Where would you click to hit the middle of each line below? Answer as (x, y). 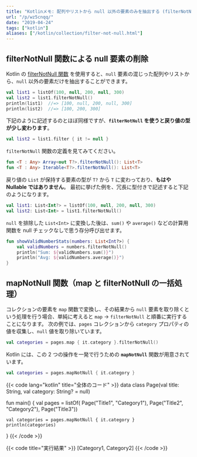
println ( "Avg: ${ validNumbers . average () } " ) (71, 258)
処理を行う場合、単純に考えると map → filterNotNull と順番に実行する (102, 317)
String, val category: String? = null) (48, 391)
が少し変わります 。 (29, 128)
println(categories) (31, 425)
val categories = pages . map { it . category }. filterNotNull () (82, 342)
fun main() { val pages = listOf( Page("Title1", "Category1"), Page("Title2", (95, 402)
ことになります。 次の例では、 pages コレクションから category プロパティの (98, 324)
